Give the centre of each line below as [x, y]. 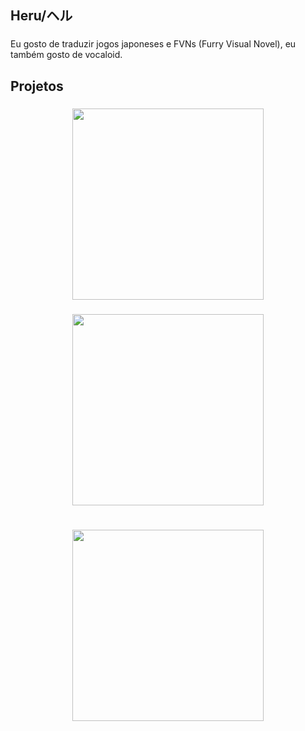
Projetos [37, 86]
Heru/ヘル [41, 16]
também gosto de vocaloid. [66, 55]
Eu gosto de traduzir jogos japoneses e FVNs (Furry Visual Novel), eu [153, 44]
